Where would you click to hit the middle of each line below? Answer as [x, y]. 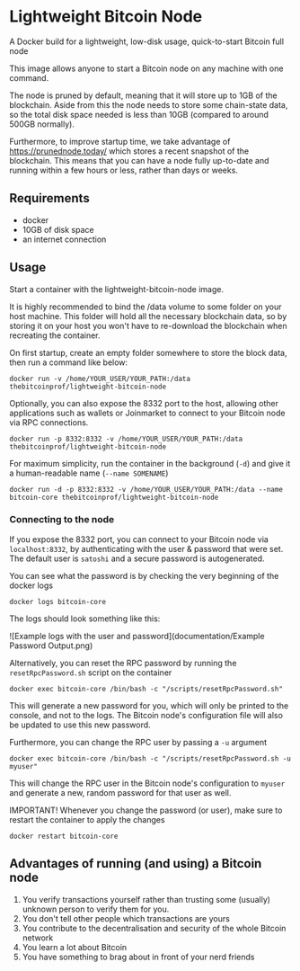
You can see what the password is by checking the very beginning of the [144, 575]
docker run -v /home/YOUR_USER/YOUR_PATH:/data [100, 379]
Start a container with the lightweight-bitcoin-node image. [117, 289]
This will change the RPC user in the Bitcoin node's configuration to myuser [147, 783]
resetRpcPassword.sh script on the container [91, 673]
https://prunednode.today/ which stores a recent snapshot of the [129, 151]
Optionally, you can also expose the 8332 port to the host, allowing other [144, 403]
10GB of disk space [58, 229]
